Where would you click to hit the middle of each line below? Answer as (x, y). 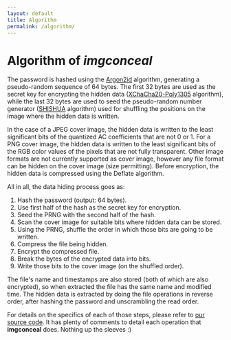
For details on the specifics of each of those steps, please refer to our (106, 315)
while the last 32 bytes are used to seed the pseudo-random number (104, 101)
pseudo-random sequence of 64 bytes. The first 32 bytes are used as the (111, 87)
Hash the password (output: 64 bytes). (72, 200)
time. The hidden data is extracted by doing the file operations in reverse (110, 294)
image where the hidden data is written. (63, 116)
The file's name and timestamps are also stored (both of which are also (108, 279)
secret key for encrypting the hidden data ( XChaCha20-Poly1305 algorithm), (115, 94)
